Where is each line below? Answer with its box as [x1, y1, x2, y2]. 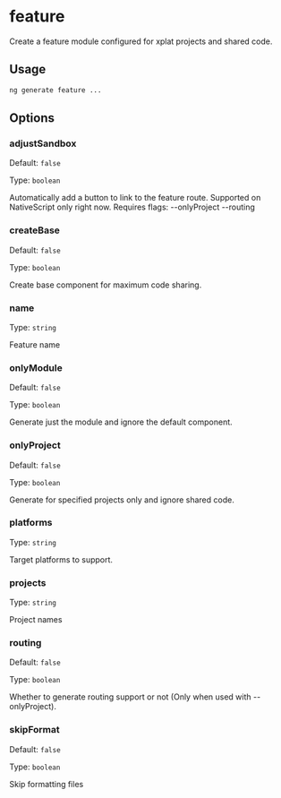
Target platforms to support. [9, 553, 114, 565]
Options [9, 110, 55, 126]
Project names [9, 614, 63, 625]
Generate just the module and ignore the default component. [9, 416, 233, 427]
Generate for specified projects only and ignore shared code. [9, 494, 234, 505]
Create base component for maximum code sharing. [9, 279, 202, 290]
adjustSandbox [9, 137, 77, 150]
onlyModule [9, 361, 63, 373]
